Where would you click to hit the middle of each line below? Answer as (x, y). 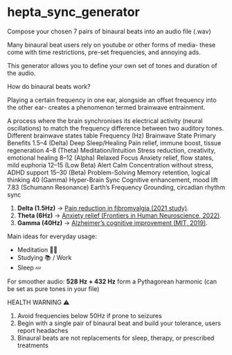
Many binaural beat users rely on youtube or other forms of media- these (111, 44)
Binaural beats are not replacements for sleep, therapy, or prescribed (116, 338)
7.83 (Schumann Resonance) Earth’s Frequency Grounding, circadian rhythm (116, 187)
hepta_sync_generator (73, 12)
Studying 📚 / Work (44, 257)
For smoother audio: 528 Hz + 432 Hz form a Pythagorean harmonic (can (112, 281)
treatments (33, 345)
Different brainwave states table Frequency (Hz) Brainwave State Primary (111, 135)
